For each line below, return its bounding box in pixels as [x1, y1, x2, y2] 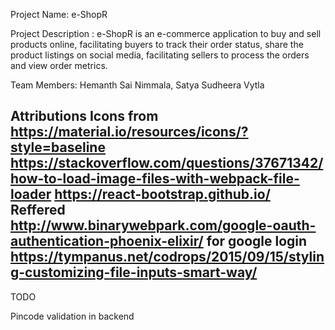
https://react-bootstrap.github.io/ [54, 186, 271, 203]
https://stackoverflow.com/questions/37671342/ [10, 155, 324, 172]
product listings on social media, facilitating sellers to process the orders [10, 49, 310, 61]
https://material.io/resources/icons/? [10, 124, 249, 141]
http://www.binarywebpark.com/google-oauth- [10, 217, 317, 234]
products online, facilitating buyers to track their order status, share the [10, 39, 304, 50]
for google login [206, 233, 308, 250]
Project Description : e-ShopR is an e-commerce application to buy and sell [10, 28, 322, 39]
